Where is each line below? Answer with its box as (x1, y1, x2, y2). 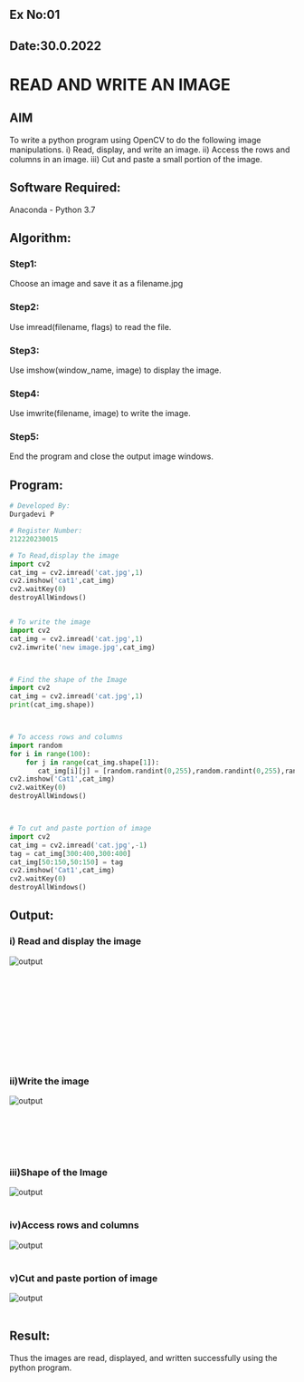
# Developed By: (9, 501, 71, 511)
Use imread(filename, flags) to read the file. (9, 321, 172, 332)
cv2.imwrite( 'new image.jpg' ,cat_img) (9, 643, 156, 652)
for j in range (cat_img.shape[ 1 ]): (25, 757, 160, 767)
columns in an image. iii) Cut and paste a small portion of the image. (9, 153, 263, 164)
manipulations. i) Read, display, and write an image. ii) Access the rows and (9, 144, 290, 155)
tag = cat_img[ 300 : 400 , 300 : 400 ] (9, 849, 131, 858)
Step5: (9, 431, 40, 443)
